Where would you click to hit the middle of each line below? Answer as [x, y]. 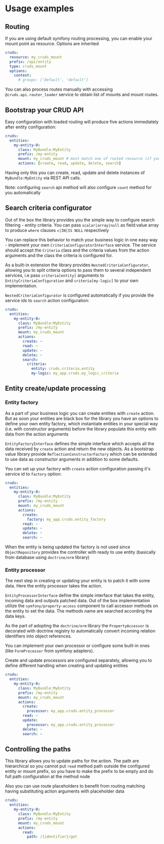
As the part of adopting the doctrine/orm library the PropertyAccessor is [77, 626]
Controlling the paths [38, 749]
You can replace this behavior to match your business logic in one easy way [81, 240]
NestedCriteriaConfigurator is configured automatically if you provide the [80, 295]
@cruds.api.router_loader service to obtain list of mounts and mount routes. [82, 95]
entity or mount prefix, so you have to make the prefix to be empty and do [79, 771]
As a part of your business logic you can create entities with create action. [80, 413]
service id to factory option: [33, 474]
